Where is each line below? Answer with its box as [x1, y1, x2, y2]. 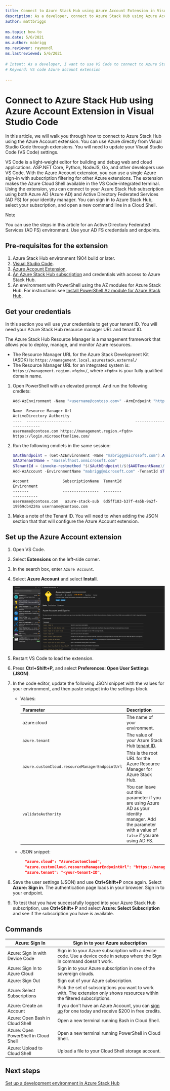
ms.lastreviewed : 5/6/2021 [5, 51, 62, 56]
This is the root [126, 750, 158, 756]
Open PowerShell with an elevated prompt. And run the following [12, 382, 148, 388]
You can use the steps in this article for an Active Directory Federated [5, 222, 150, 228]
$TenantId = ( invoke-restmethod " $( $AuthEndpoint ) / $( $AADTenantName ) [12, 463, 163, 469]
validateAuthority [22, 811, 62, 816]
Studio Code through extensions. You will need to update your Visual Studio [5, 144, 163, 150]
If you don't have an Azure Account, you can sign [57, 1002, 160, 1008]
